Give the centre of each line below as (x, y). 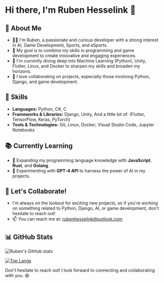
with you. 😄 (17, 276)
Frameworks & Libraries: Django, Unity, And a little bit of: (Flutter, (79, 114)
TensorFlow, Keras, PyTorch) (41, 119)
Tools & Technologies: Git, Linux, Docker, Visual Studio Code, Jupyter (83, 124)
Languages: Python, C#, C (39, 109)
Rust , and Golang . (31, 165)
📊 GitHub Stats (29, 237)
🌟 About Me (23, 28)
